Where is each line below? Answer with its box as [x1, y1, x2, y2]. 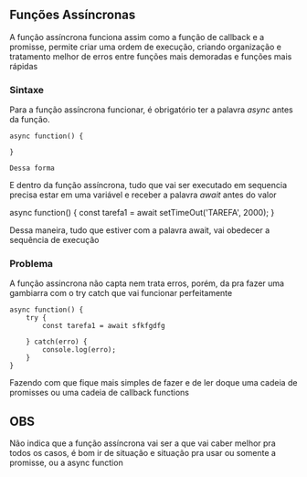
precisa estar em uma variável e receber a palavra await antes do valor [9, 189, 277, 200]
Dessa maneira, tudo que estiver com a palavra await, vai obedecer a [9, 225, 270, 236]
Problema [9, 258, 53, 270]
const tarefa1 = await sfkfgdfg [42, 322, 166, 331]
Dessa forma [9, 164, 55, 173]
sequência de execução [9, 235, 100, 246]
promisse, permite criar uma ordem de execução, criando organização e [9, 41, 281, 52]
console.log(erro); [42, 345, 117, 355]
